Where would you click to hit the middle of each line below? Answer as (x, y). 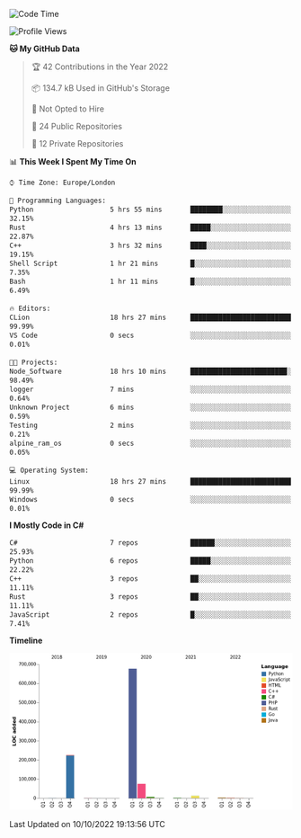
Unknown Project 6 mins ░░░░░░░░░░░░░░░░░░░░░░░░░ (150, 407)
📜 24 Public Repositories (77, 126)
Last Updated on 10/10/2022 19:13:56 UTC (88, 825)
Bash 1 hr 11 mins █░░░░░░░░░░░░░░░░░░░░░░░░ (150, 281)
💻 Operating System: (49, 470)
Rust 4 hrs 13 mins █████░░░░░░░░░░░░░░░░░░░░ (150, 227)
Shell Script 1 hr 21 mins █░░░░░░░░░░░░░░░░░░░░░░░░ (150, 263)
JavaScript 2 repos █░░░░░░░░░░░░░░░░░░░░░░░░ (150, 615)
